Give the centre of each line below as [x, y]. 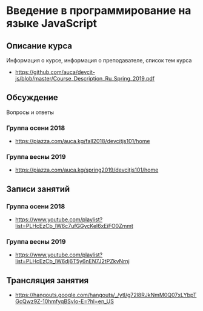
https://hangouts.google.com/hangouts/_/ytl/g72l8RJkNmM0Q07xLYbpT [106, 295]
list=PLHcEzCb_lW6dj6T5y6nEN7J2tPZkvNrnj [72, 261]
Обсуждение [32, 98]
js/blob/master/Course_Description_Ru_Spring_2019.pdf [85, 79]
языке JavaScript [52, 23]
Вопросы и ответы [30, 112]
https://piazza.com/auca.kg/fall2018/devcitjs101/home [82, 141]
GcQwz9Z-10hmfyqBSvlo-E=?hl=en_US [64, 301]
